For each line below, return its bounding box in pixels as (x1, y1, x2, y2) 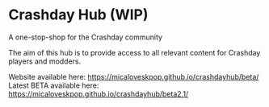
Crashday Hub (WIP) (8, 6, 149, 24)
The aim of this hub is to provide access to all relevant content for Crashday (8, 47, 261, 57)
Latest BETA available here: (8, 80, 99, 90)
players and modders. (8, 56, 82, 66)
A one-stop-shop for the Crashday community (8, 32, 163, 42)
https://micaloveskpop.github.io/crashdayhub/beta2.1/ (8, 88, 189, 98)
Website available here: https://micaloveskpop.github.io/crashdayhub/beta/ (8, 72, 259, 81)
